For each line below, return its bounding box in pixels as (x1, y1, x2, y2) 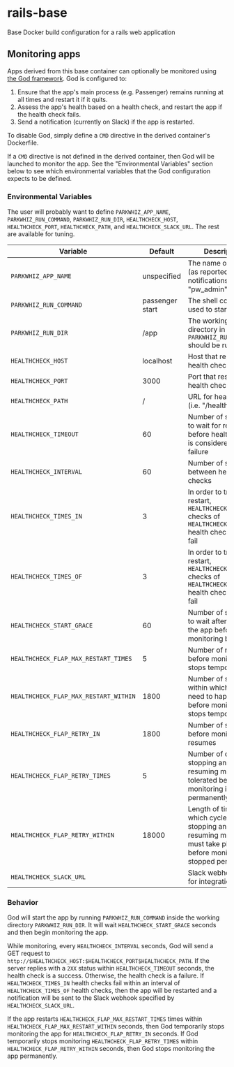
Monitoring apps (7, 48, 81, 60)
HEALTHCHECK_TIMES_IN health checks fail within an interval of (7, 979, 180, 987)
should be (187, 340, 221, 350)
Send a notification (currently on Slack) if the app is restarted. (17, 117, 195, 126)
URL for (187, 392, 213, 402)
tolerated (187, 776, 217, 785)
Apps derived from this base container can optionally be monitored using (7, 66, 217, 75)
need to (187, 692, 213, 702)
